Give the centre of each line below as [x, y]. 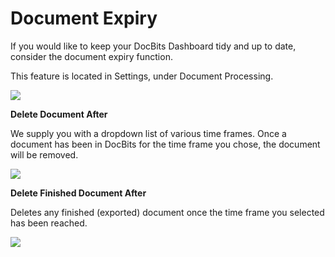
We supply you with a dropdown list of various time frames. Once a [148, 133]
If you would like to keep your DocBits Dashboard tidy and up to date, [153, 46]
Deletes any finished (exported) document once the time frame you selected [167, 212]
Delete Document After [59, 114]
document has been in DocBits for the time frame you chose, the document [165, 144]
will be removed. [44, 154]
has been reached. [49, 223]
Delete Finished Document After [78, 193]
